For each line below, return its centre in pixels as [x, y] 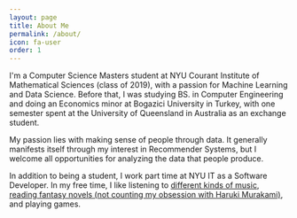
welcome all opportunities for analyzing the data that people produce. [137, 159]
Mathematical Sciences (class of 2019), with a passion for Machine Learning [148, 85]
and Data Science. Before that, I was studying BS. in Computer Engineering [146, 95]
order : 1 [25, 51]
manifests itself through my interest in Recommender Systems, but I [133, 149]
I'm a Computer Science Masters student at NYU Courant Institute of [134, 75]
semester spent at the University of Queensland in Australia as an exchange [148, 113]
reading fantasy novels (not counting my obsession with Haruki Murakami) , [146, 195]
